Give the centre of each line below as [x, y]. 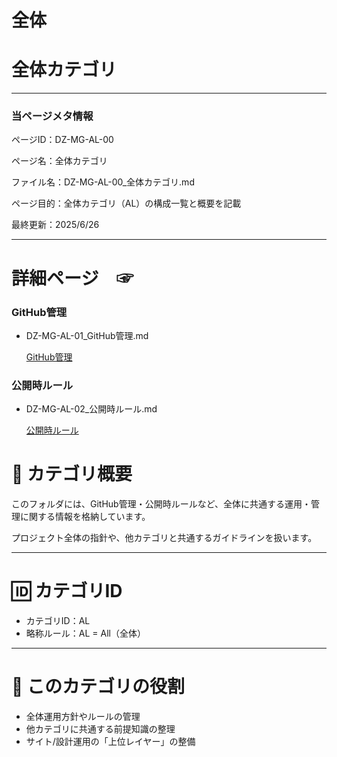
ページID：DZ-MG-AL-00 [62, 140]
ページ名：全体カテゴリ [59, 161]
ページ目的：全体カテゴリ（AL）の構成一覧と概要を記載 [126, 203]
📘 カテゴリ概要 [72, 474]
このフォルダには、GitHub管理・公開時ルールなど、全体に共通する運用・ [161, 504]
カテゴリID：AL [58, 621]
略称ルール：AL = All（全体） [85, 633]
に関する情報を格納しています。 [85, 517]
